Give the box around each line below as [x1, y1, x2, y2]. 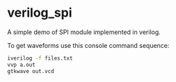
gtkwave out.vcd [7, 67, 54, 74]
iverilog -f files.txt [7, 54, 73, 62]
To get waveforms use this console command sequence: [7, 41, 170, 49]
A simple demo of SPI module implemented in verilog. [7, 28, 161, 36]
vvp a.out [7, 61, 36, 68]
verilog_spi [7, 5, 72, 21]
